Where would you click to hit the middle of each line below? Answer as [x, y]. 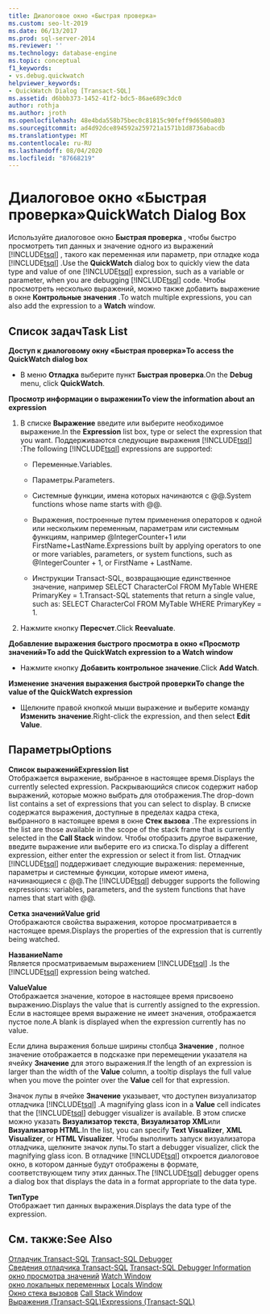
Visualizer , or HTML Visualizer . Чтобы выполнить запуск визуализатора [132, 1138]
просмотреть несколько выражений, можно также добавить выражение [134, 289]
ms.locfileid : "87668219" [52, 158]
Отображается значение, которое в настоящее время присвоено [121, 996]
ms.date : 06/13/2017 [43, 31]
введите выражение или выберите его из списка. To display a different [129, 846]
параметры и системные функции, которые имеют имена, [109, 872]
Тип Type [23, 1196]
